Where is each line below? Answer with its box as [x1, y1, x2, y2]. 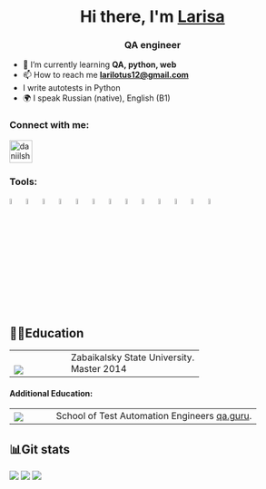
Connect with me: [9, 119, 90, 132]
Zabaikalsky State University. [71, 351, 195, 364]
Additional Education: [9, 387, 94, 398]
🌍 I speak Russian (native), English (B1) [22, 93, 171, 103]
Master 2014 [71, 363, 127, 376]
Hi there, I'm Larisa [80, 6, 225, 27]
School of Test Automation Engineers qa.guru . [55, 410, 252, 423]
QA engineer [123, 39, 182, 52]
